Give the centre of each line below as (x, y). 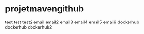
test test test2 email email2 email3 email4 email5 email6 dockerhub (72, 22)
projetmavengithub (44, 9)
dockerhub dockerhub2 (29, 27)
